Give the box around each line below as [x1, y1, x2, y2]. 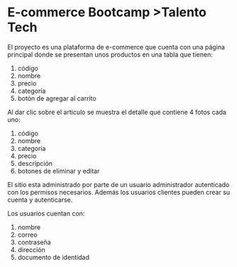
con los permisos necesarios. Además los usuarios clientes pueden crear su [7, 188, 231, 196]
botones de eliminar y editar [17, 166, 100, 175]
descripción [17, 159, 53, 167]
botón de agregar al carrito [17, 93, 97, 103]
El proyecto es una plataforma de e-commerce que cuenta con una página [7, 42, 226, 51]
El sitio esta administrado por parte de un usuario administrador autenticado [7, 180, 230, 188]
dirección [17, 245, 46, 254]
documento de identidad [17, 253, 90, 261]
